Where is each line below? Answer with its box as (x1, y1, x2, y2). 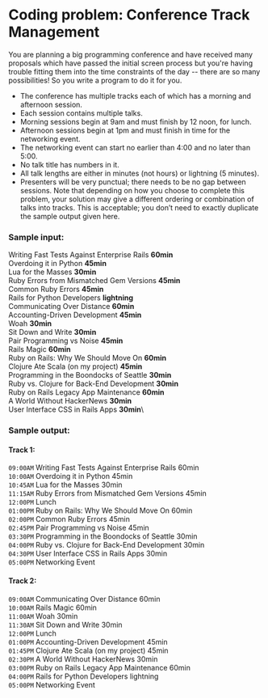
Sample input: (8, 231, 65, 243)
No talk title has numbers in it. (19, 159, 119, 169)
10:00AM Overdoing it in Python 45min (8, 472, 133, 481)
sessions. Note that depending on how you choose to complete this (19, 185, 245, 195)
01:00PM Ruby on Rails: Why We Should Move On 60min (8, 506, 193, 515)
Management (8, 23, 100, 41)
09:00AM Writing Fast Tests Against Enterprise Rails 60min (8, 463, 199, 472)
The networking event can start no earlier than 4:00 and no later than (19, 142, 251, 152)
